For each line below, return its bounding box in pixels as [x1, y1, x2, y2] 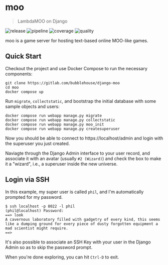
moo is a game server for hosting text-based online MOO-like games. [5, 37, 148, 44]
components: [5, 71, 33, 77]
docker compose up [5, 89, 44, 94]
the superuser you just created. [5, 140, 70, 147]
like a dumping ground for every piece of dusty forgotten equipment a [5, 221, 158, 226]
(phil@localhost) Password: [5, 208, 64, 213]
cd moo [5, 85, 19, 90]
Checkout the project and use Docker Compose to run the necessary [5, 65, 148, 71]
